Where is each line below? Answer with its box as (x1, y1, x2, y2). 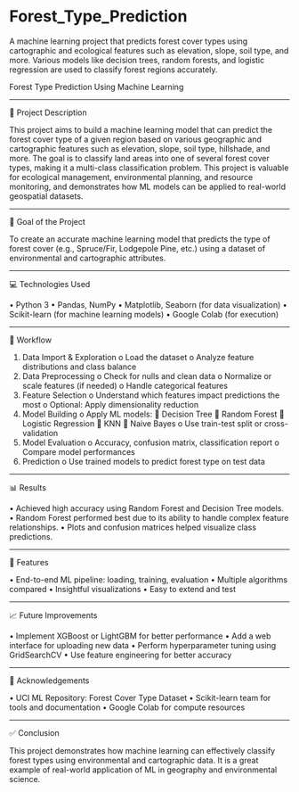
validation (21, 427, 59, 438)
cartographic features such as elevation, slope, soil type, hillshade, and (9, 143, 271, 153)
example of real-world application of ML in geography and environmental (9, 764, 278, 775)
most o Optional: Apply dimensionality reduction (21, 399, 198, 409)
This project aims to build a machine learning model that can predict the (9, 124, 273, 135)
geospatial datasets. (9, 190, 84, 202)
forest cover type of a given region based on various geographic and (9, 134, 263, 144)
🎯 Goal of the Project (9, 216, 86, 227)
